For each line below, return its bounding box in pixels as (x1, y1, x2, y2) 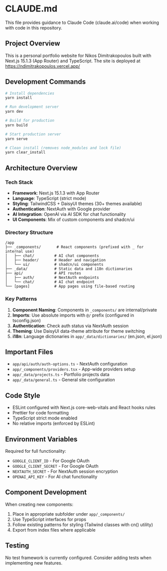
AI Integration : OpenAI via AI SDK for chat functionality (12, 211, 126, 217)
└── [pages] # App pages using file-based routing (5, 284, 135, 289)
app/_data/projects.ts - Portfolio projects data (12, 372, 110, 378)
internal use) (5, 249, 35, 254)
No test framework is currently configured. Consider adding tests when (5, 555, 152, 561)
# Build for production (5, 118, 55, 123)
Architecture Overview (5, 164, 78, 172)
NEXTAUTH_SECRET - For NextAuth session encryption (12, 468, 118, 474)
